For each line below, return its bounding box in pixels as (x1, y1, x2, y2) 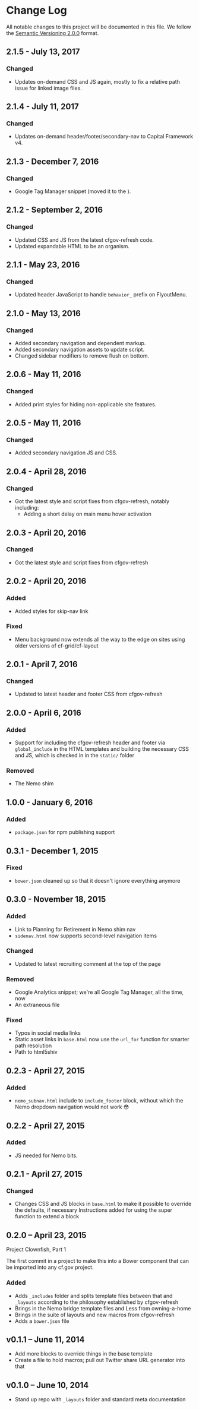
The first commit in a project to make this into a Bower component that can (6, 1258, 189, 1265)
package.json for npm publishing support (14, 829, 115, 836)
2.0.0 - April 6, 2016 (6, 707, 81, 718)
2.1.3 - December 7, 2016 (6, 156, 99, 166)
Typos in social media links (14, 1029, 81, 1037)
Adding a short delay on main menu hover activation (23, 510, 151, 517)
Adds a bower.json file (14, 1317, 70, 1325)
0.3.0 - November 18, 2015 (6, 895, 106, 905)
